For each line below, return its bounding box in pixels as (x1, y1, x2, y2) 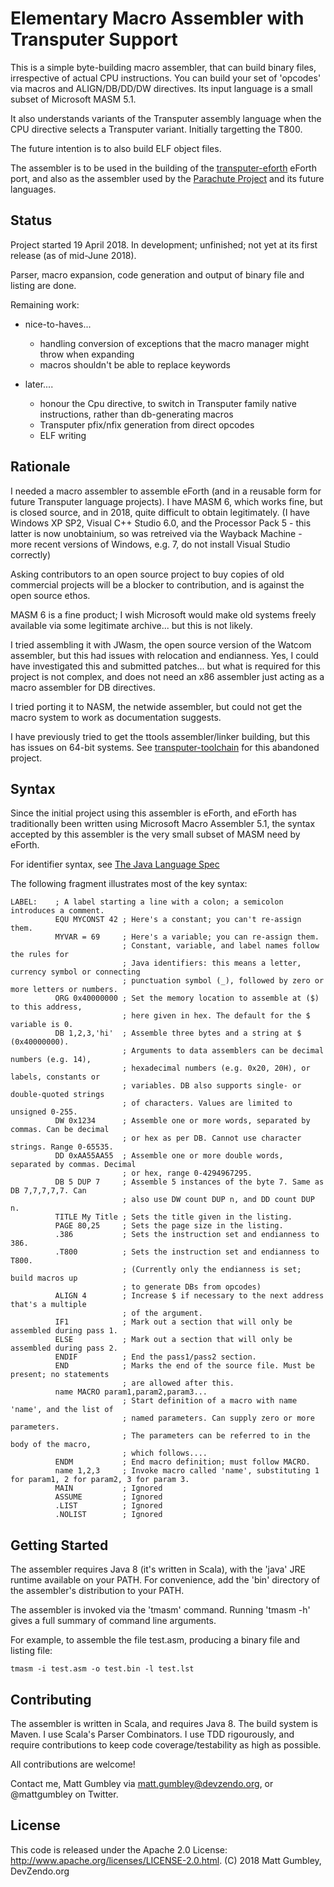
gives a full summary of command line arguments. (10, 1615, 217, 1627)
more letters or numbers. (10, 985, 118, 995)
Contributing (10, 1691, 92, 1708)
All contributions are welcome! (10, 1758, 136, 1770)
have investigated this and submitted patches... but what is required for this (10, 660, 321, 672)
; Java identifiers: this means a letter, (121, 958, 302, 969)
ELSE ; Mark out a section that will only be (54, 1335, 293, 1345)
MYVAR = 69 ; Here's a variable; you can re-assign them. (54, 932, 320, 942)
